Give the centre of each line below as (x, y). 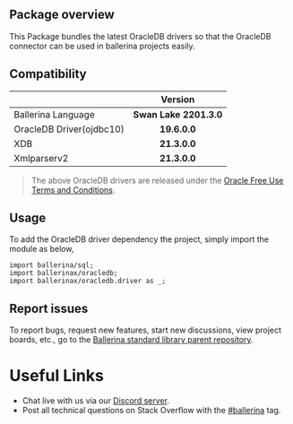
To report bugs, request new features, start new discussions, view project (146, 330)
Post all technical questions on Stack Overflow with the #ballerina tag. (151, 411)
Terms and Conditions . (73, 190)
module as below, (42, 249)
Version (178, 100)
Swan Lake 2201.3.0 (178, 114)
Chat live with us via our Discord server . (96, 401)
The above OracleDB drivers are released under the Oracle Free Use (157, 180)
